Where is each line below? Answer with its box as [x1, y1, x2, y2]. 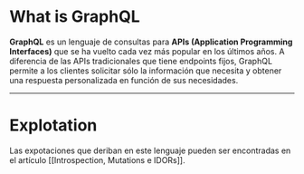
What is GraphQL [9, 6, 140, 27]
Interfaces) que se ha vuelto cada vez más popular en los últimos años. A [9, 45, 285, 56]
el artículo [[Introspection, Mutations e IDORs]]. [9, 154, 185, 165]
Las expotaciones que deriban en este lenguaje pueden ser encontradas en [9, 145, 291, 156]
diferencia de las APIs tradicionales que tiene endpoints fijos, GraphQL [9, 55, 273, 66]
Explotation [9, 115, 98, 136]
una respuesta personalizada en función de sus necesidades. [9, 74, 239, 85]
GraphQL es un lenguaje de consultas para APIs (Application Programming [9, 36, 293, 47]
